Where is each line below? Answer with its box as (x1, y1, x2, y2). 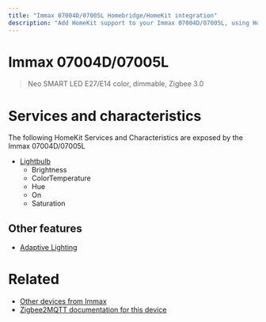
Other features (8, 222, 82, 235)
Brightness (31, 165, 67, 175)
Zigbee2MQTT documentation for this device (19, 305, 167, 315)
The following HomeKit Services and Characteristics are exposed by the (8, 133, 244, 142)
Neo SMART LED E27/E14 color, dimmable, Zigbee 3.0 (27, 79, 204, 89)
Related (8, 271, 59, 289)
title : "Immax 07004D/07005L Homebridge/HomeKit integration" (8, 11, 218, 20)
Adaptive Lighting (19, 243, 78, 252)
